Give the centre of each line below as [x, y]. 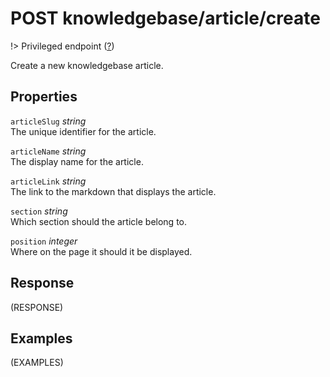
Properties [44, 97]
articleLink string [48, 181]
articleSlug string [48, 121]
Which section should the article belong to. [98, 221]
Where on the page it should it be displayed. [101, 251]
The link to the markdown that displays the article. [113, 191]
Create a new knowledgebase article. [87, 65]
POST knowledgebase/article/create [165, 18]
